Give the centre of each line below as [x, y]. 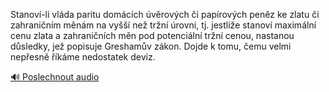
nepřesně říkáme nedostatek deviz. [83, 57]
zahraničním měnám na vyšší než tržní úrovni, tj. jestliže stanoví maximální [163, 25]
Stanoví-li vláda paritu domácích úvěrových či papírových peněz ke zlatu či [165, 14]
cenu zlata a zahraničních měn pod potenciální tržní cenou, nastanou [152, 35]
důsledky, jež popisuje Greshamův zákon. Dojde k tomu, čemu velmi [151, 46]
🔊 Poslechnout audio [55, 77]
